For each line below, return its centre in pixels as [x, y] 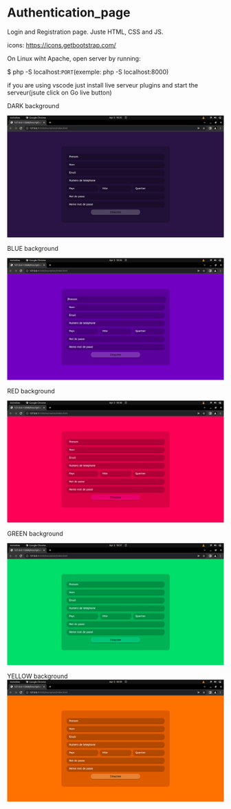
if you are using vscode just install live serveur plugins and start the [102, 85]
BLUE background [33, 248]
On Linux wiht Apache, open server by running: [74, 58]
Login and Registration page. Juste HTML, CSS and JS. [85, 32]
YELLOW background [37, 676]
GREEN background [35, 533]
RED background [31, 391]
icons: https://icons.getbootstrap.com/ [62, 45]
